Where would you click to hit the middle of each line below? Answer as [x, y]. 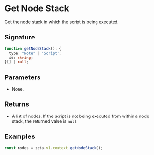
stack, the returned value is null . [45, 121]
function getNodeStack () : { [33, 48]
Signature [20, 37]
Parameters [23, 77]
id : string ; [21, 58]
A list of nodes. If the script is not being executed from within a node [80, 116]
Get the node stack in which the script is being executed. [62, 22]
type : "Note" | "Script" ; [35, 53]
